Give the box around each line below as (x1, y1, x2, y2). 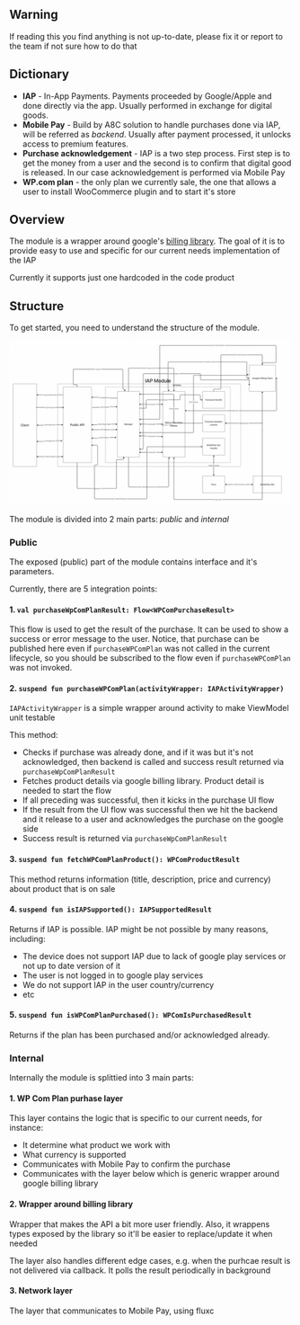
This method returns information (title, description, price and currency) (9, 874, 271, 885)
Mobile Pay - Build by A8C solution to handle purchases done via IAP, (22, 119, 281, 129)
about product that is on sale (9, 883, 116, 894)
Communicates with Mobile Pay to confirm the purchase (22, 1159, 231, 1169)
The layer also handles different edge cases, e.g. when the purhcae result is (9, 1255, 291, 1266)
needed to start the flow (22, 786, 112, 796)
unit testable (9, 712, 56, 723)
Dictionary (9, 67, 70, 82)
